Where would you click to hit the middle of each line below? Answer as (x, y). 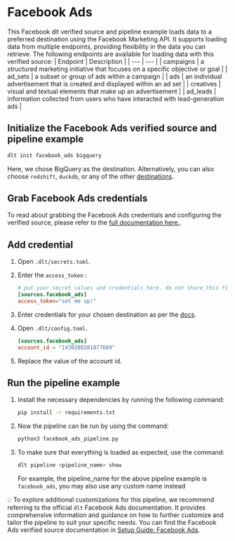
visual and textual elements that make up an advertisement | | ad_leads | (112, 91)
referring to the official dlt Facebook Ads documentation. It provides (106, 508)
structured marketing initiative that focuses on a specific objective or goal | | (117, 69)
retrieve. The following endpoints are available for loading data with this (110, 54)
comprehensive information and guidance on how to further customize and (116, 515)
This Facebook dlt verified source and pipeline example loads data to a (110, 32)
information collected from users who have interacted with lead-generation (116, 98)
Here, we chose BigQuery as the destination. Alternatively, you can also (111, 168)
